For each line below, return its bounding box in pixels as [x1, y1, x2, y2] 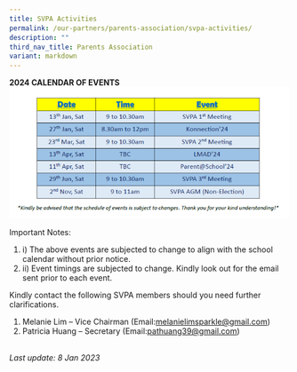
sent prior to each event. [21, 273, 113, 283]
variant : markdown [9, 51, 77, 61]
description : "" [9, 33, 69, 42]
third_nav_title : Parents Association [9, 43, 153, 51]
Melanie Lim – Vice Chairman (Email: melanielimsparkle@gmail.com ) [21, 316, 271, 328]
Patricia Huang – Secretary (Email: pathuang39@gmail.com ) [21, 326, 240, 336]
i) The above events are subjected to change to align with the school [21, 244, 274, 255]
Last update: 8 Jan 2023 [9, 352, 100, 363]
